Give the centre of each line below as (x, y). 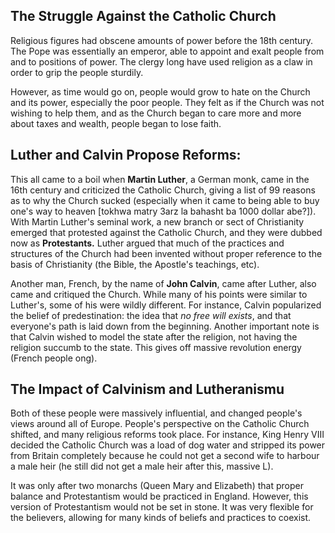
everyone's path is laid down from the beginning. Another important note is (165, 326)
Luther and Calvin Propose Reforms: (126, 155)
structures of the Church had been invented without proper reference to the (166, 253)
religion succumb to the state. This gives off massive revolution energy (156, 347)
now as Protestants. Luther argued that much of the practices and (147, 243)
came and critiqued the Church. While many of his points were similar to (159, 294)
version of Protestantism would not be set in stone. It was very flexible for (162, 507)
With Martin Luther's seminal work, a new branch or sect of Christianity (157, 221)
